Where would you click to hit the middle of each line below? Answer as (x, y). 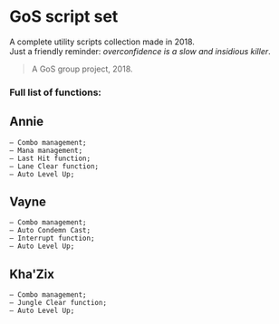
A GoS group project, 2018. (82, 69)
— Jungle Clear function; (58, 303)
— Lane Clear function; (54, 166)
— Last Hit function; (50, 158)
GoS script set (64, 17)
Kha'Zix (32, 274)
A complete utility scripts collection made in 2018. (102, 42)
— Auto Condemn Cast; (50, 231)
